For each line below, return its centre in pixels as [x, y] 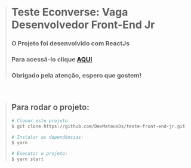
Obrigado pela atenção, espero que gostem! [76, 75]
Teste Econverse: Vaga [70, 12]
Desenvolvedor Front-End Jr [83, 25]
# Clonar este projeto [39, 121]
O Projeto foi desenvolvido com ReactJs [70, 43]
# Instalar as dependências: [47, 137]
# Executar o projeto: [39, 153]
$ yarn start [27, 159]
